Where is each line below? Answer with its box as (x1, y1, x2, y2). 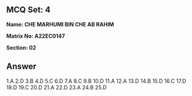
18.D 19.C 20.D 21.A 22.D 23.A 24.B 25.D (6, 83, 107, 91)
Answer (6, 61, 37, 71)
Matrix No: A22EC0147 (6, 32, 65, 40)
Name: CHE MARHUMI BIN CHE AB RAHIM (6, 20, 114, 28)
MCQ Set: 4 (6, 5, 51, 15)
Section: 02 (6, 44, 36, 51)
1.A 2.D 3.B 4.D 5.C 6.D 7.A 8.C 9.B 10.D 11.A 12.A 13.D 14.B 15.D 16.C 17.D (6, 77, 187, 85)
